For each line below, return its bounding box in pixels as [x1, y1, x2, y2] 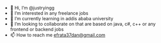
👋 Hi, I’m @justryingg [10, 5, 55, 11]
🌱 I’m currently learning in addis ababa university [10, 16, 113, 21]
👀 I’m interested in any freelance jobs [10, 10, 88, 16]
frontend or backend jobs [10, 26, 64, 32]
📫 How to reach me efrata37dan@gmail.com [10, 32, 106, 38]
